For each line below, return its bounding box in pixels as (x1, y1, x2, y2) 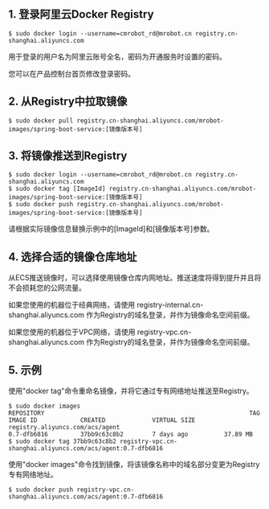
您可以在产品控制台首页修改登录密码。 (8, 68, 135, 78)
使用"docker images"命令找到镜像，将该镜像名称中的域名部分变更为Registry (8, 460, 260, 470)
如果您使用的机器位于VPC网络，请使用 (8, 327, 136, 337)
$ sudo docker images (8, 402, 81, 411)
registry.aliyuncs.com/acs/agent (8, 424, 120, 432)
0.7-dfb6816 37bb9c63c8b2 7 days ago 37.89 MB (8, 430, 253, 439)
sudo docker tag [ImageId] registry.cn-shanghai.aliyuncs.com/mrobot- (15, 184, 257, 193)
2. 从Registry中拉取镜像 (8, 95, 128, 109)
